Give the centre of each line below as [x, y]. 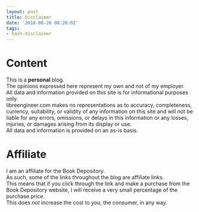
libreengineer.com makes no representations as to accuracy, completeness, [99, 105]
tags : [13, 28]
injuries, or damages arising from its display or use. [69, 124]
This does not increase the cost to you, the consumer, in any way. [87, 202]
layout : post [22, 12]
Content [27, 63]
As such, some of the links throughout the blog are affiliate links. [85, 177]
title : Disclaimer [29, 17]
